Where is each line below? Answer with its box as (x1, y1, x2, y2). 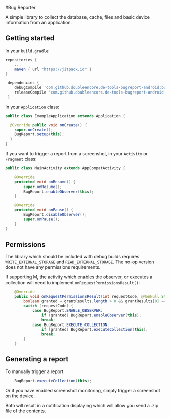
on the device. (5, 393, 35, 399)
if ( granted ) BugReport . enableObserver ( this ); (41, 313, 142, 318)
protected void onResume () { (14, 179, 76, 184)
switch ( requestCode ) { (23, 303, 73, 308)
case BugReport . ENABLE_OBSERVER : (32, 308, 103, 313)
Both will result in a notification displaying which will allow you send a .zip (5, 402, 159, 408)
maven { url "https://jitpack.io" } (14, 67, 92, 72)
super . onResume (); (23, 184, 62, 189)
